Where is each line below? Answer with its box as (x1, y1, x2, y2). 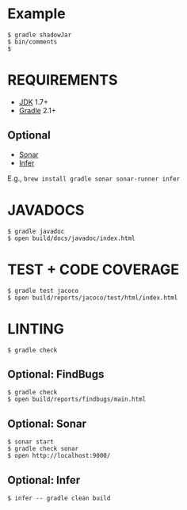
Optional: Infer (7, 473, 81, 487)
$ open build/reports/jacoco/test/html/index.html (7, 294, 178, 302)
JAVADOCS (7, 201, 85, 219)
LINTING (7, 320, 64, 337)
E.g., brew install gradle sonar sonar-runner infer (7, 173, 181, 183)
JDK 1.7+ (18, 97, 48, 107)
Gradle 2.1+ (18, 105, 56, 115)
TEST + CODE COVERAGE (7, 261, 180, 278)
